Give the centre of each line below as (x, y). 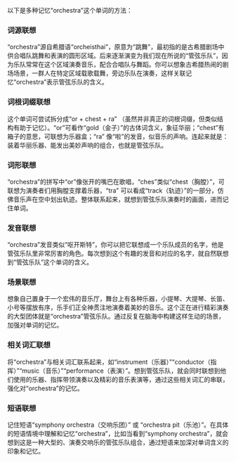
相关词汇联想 (29, 345)
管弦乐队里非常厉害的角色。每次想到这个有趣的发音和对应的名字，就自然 (112, 254)
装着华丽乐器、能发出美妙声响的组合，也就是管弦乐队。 (87, 145)
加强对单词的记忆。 (35, 325)
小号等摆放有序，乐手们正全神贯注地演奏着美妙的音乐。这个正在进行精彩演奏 (118, 307)
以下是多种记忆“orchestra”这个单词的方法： (70, 10)
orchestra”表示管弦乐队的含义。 (63, 82)
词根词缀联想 (29, 102)
